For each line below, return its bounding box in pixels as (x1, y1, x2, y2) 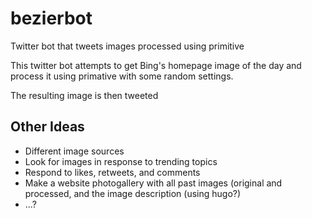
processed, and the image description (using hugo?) (24, 187, 242, 199)
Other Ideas (10, 118, 85, 136)
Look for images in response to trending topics (24, 155, 218, 167)
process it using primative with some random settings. (10, 70, 234, 82)
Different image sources (24, 145, 125, 157)
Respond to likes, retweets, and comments (24, 166, 201, 178)
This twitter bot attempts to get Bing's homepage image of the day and (10, 59, 302, 71)
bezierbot (10, 7, 93, 30)
